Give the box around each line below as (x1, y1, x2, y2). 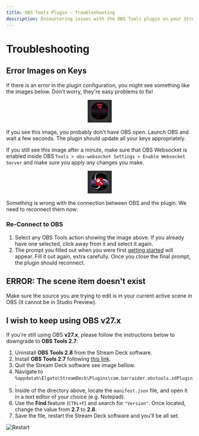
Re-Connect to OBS (6, 220, 63, 229)
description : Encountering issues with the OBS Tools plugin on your (6, 15, 182, 22)
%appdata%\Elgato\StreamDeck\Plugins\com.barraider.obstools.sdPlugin (14, 375, 193, 381)
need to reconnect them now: (6, 206, 78, 213)
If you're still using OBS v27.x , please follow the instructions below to (6, 331, 175, 339)
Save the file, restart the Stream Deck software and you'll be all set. (14, 412, 179, 419)
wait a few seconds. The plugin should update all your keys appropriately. (6, 134, 186, 142)
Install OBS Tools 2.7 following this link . (14, 355, 111, 362)
